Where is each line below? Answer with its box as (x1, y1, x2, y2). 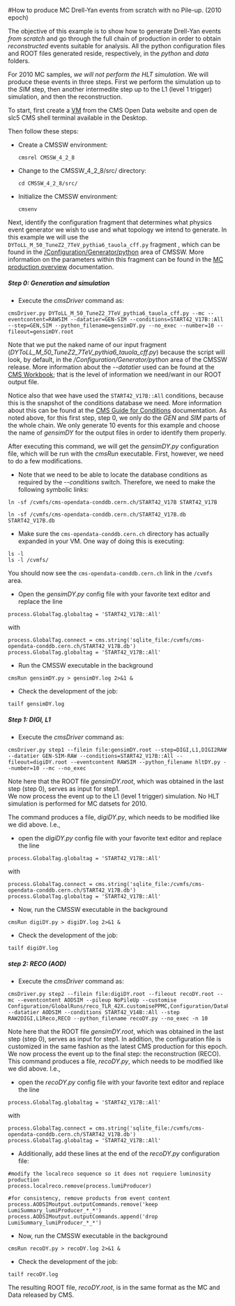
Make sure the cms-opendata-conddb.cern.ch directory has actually (17, 529, 209, 538)
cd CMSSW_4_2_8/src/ (17, 180, 78, 187)
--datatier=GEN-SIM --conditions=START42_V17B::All (70, 316, 224, 323)
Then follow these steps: (8, 127, 79, 135)
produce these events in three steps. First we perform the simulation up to (8, 78, 221, 86)
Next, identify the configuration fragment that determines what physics (8, 218, 212, 226)
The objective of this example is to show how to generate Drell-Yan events (8, 27, 222, 35)
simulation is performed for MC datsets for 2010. (8, 799, 148, 808)
